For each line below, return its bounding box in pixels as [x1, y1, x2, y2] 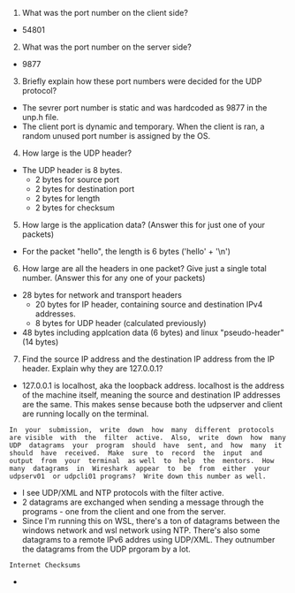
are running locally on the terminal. [21, 408, 149, 419]
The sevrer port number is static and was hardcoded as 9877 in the [21, 103, 268, 113]
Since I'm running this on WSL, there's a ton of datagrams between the [21, 516, 281, 526]
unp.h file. [21, 112, 59, 122]
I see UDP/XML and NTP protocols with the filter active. [21, 488, 224, 498]
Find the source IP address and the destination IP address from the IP [21, 354, 276, 364]
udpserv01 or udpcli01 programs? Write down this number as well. [9, 472, 267, 481]
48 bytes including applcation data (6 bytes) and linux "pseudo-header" [21, 327, 284, 338]
